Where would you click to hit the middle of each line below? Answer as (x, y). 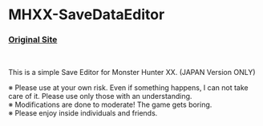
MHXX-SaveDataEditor (87, 15)
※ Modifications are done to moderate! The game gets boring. (110, 104)
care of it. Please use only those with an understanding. (100, 96)
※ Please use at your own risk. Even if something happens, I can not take (128, 88)
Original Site (33, 40)
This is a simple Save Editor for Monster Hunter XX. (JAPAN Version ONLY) (132, 73)
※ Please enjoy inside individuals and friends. (83, 113)
